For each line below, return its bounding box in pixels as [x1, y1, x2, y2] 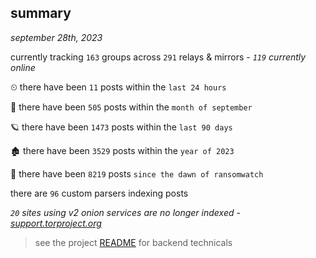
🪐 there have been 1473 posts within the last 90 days [10, 121, 233, 133]
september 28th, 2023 [10, 31, 103, 43]
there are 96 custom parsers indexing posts [10, 187, 189, 199]
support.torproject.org [10, 217, 102, 229]
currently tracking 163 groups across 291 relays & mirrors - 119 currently [10, 51, 307, 63]
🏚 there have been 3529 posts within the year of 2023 [10, 144, 235, 156]
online [10, 61, 36, 73]
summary [10, 5, 72, 22]
